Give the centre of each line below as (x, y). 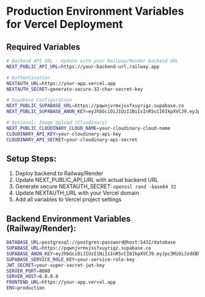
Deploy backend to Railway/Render (59, 173)
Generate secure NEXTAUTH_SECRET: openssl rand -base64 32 (96, 186)
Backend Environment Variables (69, 219)
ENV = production (26, 288)
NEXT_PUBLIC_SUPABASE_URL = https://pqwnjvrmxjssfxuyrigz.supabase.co (95, 106)
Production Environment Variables (95, 11)
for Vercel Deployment (65, 24)
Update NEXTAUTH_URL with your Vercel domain (77, 193)
